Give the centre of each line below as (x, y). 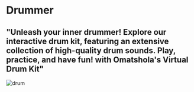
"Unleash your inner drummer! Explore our (86, 32)
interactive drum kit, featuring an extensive (88, 41)
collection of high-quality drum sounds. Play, (91, 50)
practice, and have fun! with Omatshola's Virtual (97, 60)
